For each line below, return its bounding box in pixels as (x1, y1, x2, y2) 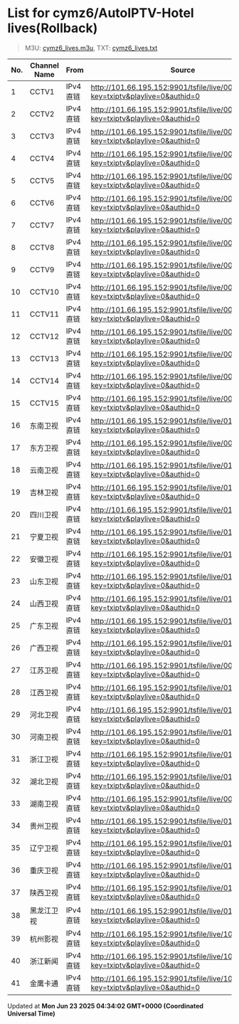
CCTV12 (29, 331, 59, 341)
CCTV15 (29, 398, 59, 408)
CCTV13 (29, 354, 59, 364)
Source (170, 65, 196, 75)
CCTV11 (29, 309, 59, 319)
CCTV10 (29, 287, 59, 297)
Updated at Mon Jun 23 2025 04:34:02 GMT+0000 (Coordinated (7, 1001, 204, 1010)
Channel (29, 60, 59, 70)
